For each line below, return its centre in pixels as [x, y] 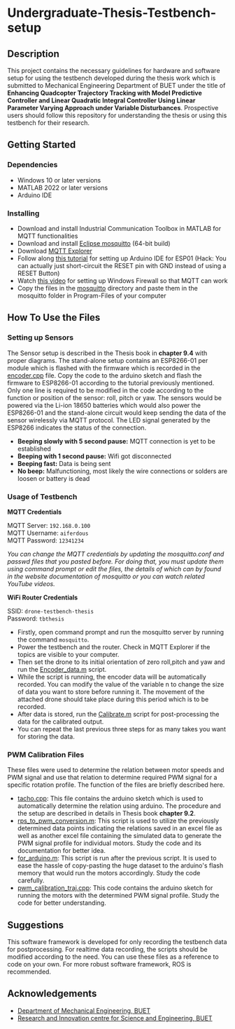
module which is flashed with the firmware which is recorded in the [104, 368]
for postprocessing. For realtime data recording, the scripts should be [107, 950]
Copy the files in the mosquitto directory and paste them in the [107, 288]
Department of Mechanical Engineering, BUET [84, 1010]
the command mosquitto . [53, 639]
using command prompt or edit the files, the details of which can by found [114, 569]
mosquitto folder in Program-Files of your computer [92, 296]
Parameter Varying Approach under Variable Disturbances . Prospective [113, 108]
